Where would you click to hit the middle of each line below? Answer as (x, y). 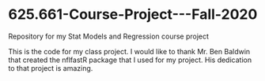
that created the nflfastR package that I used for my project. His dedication (130, 60)
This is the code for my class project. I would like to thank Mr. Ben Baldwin (129, 51)
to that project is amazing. (51, 68)
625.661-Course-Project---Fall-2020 (133, 15)
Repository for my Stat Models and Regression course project (109, 36)
